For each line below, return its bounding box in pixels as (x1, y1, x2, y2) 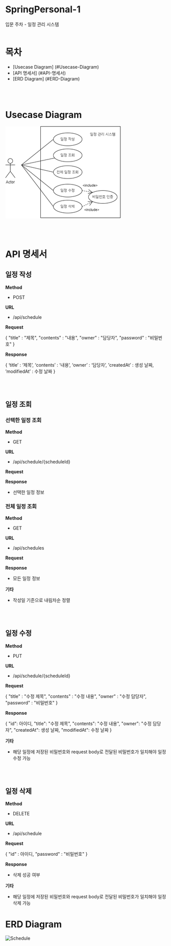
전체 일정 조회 (5, 503, 37, 510)
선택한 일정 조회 (5, 417, 42, 424)
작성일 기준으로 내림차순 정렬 (12, 597, 70, 603)
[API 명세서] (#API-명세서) (12, 70, 66, 76)
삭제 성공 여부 (12, 872, 40, 878)
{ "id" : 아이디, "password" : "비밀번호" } (5, 851, 88, 857)
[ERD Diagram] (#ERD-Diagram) (12, 75, 80, 82)
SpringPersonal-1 (5, 4, 81, 15)
